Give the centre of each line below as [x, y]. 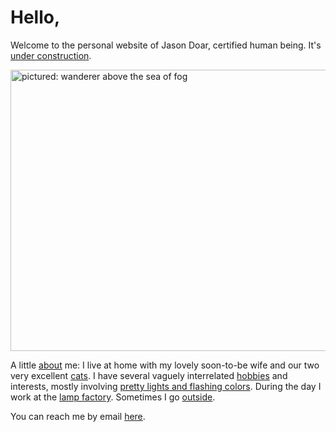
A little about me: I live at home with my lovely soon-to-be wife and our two [165, 365]
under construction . [51, 55]
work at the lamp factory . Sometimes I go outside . [113, 397]
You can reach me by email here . [78, 416]
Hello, [35, 17]
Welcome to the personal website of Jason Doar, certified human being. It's [166, 45]
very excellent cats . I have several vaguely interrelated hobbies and [149, 375]
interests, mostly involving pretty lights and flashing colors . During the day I [166, 386]
